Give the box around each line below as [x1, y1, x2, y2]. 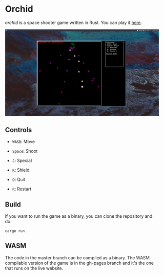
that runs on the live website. [5, 265, 63, 271]
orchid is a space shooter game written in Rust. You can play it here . [5, 20, 143, 25]
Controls [5, 126, 32, 134]
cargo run [5, 229, 25, 233]
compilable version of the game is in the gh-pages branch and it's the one [5, 260, 154, 266]
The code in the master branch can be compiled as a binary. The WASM [5, 254, 150, 260]
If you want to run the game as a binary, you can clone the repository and [5, 213, 153, 219]
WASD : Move [12, 138, 35, 145]
